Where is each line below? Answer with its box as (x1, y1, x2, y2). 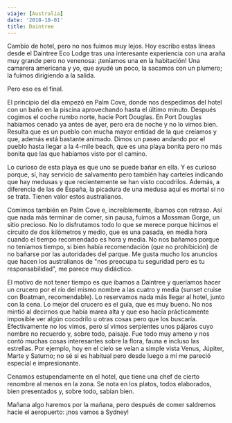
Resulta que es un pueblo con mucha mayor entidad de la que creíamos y (7, 127, 217, 136)
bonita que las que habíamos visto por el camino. (7, 150, 148, 158)
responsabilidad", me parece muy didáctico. (7, 264, 133, 273)
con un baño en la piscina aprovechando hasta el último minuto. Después (7, 105, 217, 114)
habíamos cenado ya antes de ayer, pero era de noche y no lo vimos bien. (7, 120, 218, 129)
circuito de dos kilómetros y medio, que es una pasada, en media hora (7, 228, 208, 236)
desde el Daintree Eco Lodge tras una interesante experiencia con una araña (7, 49, 226, 57)
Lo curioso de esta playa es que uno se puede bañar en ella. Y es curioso (7, 163, 217, 172)
